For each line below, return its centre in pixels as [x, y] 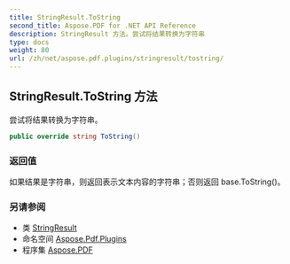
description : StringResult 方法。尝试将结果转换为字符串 [107, 34]
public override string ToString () [75, 136]
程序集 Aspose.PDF [57, 250]
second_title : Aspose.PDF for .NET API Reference [103, 26]
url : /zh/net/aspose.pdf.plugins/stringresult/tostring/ [117, 58]
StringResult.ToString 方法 [83, 97]
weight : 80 [29, 50]
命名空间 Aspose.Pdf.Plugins [74, 239]
